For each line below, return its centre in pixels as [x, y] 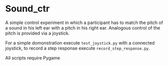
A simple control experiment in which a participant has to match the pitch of [84, 22]
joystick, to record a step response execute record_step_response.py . [78, 48]
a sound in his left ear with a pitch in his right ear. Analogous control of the [83, 27]
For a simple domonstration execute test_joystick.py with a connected [80, 42]
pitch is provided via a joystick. [37, 33]
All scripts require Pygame [33, 57]
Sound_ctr [27, 9]
